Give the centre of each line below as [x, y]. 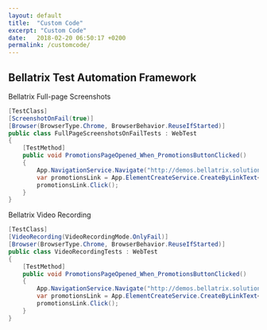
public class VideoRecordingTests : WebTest [83, 251]
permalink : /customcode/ [49, 45]
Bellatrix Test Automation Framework [103, 78]
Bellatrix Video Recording [50, 215]
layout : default [35, 16]
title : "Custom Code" [46, 23]
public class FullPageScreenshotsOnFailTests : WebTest [103, 133]
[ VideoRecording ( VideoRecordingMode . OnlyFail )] [89, 237]
